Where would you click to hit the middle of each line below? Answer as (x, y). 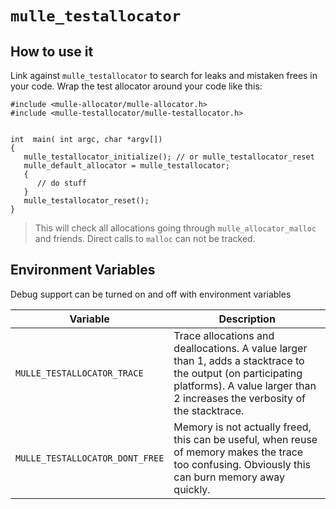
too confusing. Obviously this (242, 464)
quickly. (192, 489)
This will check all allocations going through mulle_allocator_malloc (175, 228)
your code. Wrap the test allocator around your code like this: (136, 86)
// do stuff (61, 183)
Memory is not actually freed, (242, 427)
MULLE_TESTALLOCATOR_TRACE (79, 373)
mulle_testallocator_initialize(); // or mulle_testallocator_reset (169, 157)
